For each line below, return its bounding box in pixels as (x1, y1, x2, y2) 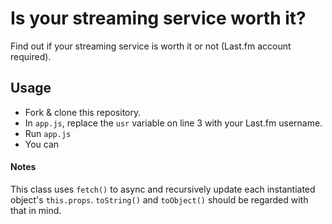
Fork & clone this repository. (24, 106, 142, 118)
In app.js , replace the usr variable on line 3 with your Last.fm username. (24, 117, 323, 129)
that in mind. (10, 204, 62, 216)
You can (24, 138, 60, 150)
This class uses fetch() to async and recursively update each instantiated (10, 183, 316, 195)
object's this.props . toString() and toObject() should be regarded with (10, 193, 309, 206)
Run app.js (24, 127, 72, 139)
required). (10, 50, 52, 62)
